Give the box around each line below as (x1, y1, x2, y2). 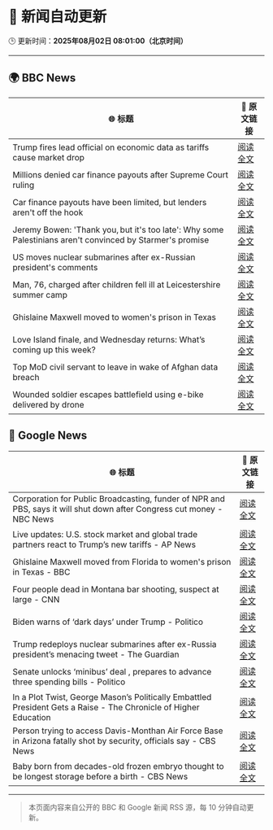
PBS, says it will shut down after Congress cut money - (12, 503, 223, 514)
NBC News (12, 513, 54, 525)
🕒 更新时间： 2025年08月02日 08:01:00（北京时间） (8, 36, 188, 46)
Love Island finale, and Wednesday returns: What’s (12, 334, 206, 345)
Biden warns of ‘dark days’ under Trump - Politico (12, 616, 204, 627)
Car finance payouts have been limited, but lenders (12, 196, 207, 207)
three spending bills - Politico (12, 676, 126, 688)
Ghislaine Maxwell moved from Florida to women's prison (12, 556, 232, 567)
